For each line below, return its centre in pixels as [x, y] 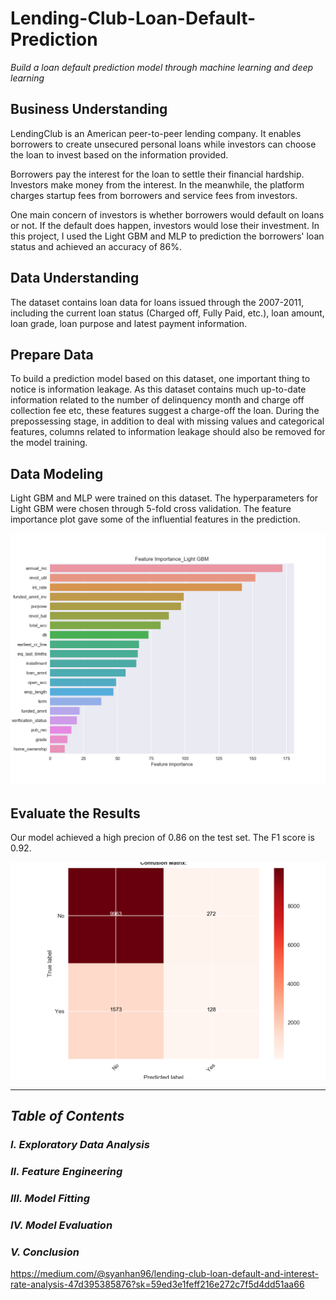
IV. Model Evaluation [61, 1225]
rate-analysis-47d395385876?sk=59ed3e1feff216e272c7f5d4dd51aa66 [157, 1284]
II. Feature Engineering [66, 1171]
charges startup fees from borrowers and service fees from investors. [154, 195]
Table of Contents [67, 1115]
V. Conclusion [45, 1252]
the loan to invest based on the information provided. [119, 154]
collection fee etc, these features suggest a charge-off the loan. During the [165, 411]
